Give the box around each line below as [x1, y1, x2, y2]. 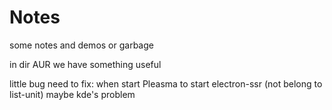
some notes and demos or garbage [9, 39, 154, 51]
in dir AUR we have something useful [9, 58, 162, 70]
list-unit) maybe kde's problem [9, 88, 136, 100]
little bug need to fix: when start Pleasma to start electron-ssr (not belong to [9, 77, 323, 90]
